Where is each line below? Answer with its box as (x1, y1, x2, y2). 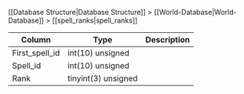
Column (20, 34, 51, 45)
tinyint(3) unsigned (67, 73, 138, 84)
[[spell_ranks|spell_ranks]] (52, 16, 138, 25)
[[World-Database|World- (154, 8, 237, 16)
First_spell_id (12, 48, 60, 58)
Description (144, 34, 191, 45)
